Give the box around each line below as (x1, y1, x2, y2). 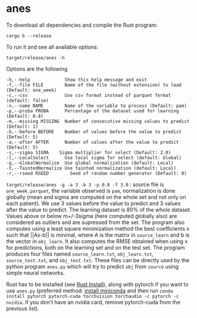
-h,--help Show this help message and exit (6, 77, 147, 83)
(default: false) (6, 97, 49, 103)
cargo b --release (6, 33, 52, 39)
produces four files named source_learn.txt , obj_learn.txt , (6, 250, 154, 257)
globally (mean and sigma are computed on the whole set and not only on (6, 193, 186, 200)
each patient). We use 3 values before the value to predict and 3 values (6, 200, 181, 207)
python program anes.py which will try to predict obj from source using (6, 263, 179, 270)
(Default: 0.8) (6, 113, 44, 119)
